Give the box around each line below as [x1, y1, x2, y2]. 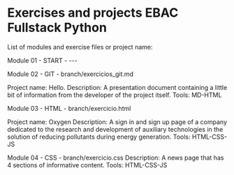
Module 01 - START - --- [7, 56, 78, 64]
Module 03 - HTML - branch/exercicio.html [7, 104, 131, 112]
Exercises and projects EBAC [7, 5, 179, 21]
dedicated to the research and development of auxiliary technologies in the [7, 125, 224, 133]
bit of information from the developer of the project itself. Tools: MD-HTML [7, 91, 222, 99]
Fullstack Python [7, 20, 107, 36]
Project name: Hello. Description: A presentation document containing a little [7, 83, 228, 91]
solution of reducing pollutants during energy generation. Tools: [7, 132, 191, 141]
